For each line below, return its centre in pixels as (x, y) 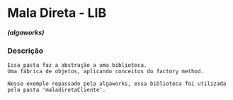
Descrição (25, 51)
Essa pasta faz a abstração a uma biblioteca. (77, 65)
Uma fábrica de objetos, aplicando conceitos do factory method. (106, 72)
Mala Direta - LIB (57, 13)
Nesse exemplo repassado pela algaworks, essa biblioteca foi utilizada (117, 84)
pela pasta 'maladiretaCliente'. (57, 90)
